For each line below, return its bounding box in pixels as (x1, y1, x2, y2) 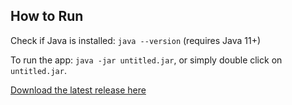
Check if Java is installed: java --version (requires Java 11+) (10, 34, 262, 46)
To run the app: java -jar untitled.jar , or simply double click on (10, 54, 283, 66)
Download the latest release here (10, 84, 147, 96)
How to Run (10, 8, 84, 25)
